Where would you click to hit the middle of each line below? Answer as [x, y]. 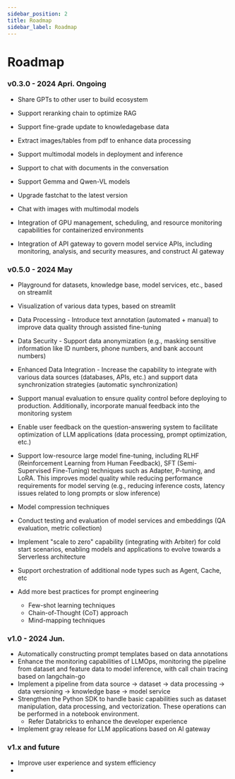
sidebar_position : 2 [38, 14]
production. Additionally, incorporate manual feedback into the [108, 406]
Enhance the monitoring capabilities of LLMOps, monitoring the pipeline [122, 662]
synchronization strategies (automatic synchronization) [98, 385]
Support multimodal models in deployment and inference [100, 154]
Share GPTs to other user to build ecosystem [83, 99]
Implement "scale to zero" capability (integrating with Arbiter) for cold [119, 542]
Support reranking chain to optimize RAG [77, 113]
